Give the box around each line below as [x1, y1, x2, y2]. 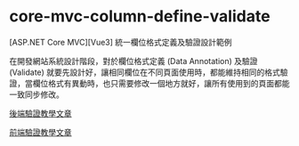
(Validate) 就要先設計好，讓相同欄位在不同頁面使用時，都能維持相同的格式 [9, 67, 280, 77]
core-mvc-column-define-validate [9, 6, 271, 27]
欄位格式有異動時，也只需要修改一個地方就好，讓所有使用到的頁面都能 [32, 77, 290, 88]
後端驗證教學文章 [9, 108, 72, 118]
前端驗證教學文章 [9, 126, 72, 137]
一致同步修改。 [9, 89, 64, 100]
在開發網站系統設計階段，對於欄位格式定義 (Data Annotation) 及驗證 [9, 55, 258, 66]
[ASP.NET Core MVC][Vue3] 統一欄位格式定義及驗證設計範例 [9, 36, 233, 47]
